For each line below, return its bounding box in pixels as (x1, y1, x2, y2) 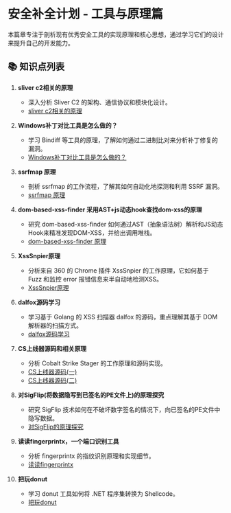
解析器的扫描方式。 (27, 321, 83, 330)
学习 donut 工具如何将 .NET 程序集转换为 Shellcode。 (27, 489, 179, 498)
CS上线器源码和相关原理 (17, 344, 87, 352)
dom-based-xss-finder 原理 (27, 237, 107, 245)
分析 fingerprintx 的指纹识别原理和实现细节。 (27, 451, 155, 460)
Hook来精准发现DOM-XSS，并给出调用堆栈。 (27, 228, 156, 237)
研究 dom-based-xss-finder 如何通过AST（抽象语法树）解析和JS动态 (27, 220, 223, 228)
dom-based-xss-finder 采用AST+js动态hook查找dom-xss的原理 (17, 205, 202, 214)
